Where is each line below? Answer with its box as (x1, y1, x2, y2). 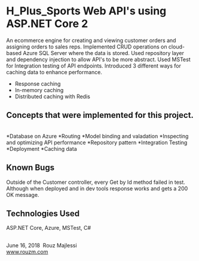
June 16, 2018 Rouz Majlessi (6, 241, 77, 249)
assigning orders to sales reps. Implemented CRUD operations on (6, 43, 167, 50)
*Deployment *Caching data (6, 145, 77, 152)
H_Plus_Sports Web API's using (6, 4, 167, 18)
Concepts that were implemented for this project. (6, 110, 194, 120)
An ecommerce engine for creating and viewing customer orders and (6, 37, 176, 44)
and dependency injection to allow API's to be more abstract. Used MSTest (6, 56, 191, 63)
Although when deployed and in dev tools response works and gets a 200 (6, 184, 188, 192)
